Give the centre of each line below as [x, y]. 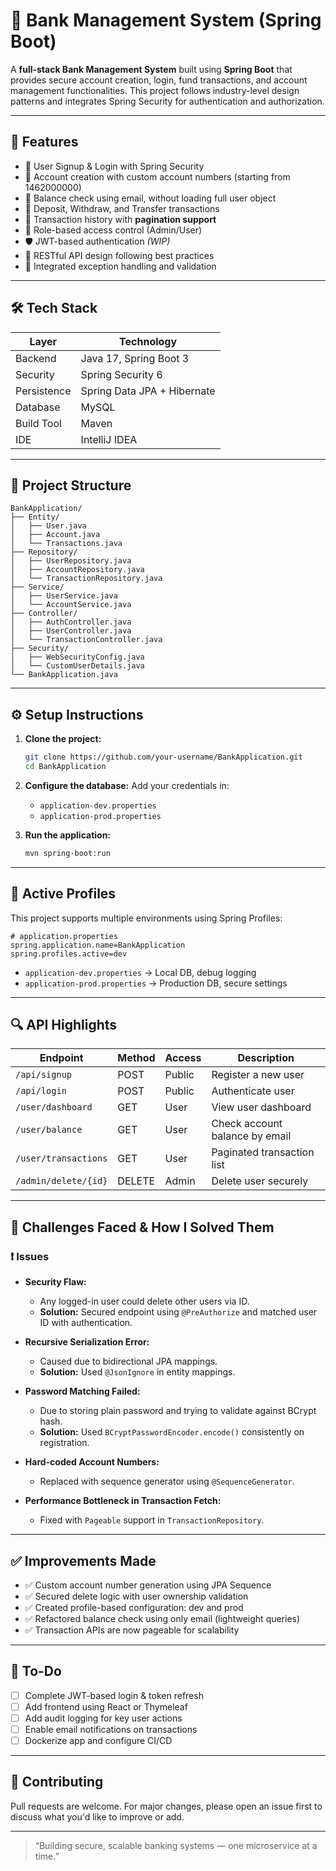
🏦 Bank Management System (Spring [166, 20]
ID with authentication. [86, 1323]
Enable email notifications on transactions [111, 1729]
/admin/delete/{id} [61, 1181]
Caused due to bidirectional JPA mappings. [128, 1361]
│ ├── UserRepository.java [71, 561]
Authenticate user [253, 1091]
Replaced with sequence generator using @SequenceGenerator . [167, 1481]
